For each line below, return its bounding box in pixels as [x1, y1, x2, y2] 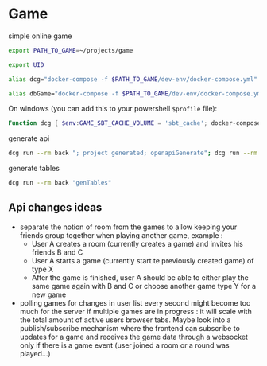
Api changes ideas [8, 201, 103, 215]
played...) [19, 348, 51, 358]
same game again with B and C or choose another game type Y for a [31, 281, 257, 290]
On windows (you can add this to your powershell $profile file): [8, 104, 218, 114]
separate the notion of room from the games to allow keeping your [19, 222, 238, 232]
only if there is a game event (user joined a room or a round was [19, 340, 230, 350]
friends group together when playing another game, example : [19, 230, 223, 239]
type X [31, 264, 54, 274]
